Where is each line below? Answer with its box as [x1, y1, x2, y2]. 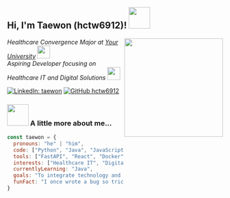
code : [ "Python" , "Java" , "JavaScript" [13, 147, 127, 153]
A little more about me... [29, 118, 112, 127]
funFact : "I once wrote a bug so [13, 179, 109, 186]
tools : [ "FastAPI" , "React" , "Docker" [13, 153, 125, 160]
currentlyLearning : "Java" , [13, 166, 94, 173]
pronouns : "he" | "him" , [13, 140, 84, 147]
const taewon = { [7, 134, 57, 141]
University [7, 52, 36, 60]
